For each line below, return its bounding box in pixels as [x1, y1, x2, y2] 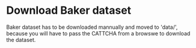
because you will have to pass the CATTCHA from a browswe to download [6, 29, 191, 37]
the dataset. [6, 36, 36, 43]
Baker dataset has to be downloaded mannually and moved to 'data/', [6, 23, 178, 31]
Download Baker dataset [6, 4, 132, 17]
